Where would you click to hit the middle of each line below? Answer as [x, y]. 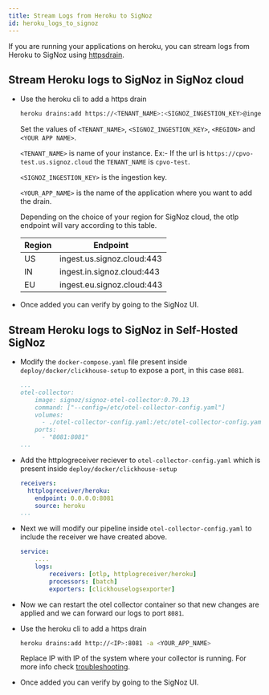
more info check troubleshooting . [75, 667]
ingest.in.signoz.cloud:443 [110, 272]
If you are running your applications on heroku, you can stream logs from [129, 46]
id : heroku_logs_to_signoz [53, 23]
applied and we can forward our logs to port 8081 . [102, 613]
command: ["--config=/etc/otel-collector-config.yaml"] [130, 407]
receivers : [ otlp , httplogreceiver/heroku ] [123, 574]
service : [35, 552]
